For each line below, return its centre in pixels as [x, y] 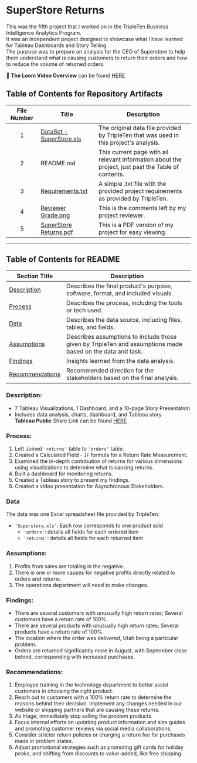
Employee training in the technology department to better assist [91, 685]
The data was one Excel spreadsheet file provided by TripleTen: [83, 514]
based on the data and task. [105, 351]
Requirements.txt [64, 191]
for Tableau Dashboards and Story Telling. [57, 45]
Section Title [35, 276]
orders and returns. [38, 579]
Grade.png [55, 215]
